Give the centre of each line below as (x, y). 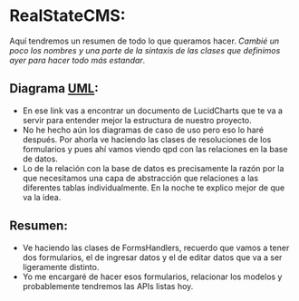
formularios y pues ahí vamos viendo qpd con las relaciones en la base (155, 149)
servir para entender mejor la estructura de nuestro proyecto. (137, 120)
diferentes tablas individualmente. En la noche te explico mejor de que (154, 188)
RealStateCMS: (68, 16)
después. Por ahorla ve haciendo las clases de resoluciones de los (147, 139)
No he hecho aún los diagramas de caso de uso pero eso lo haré (143, 130)
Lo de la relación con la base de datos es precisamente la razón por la (153, 168)
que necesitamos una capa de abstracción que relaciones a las (140, 178)
